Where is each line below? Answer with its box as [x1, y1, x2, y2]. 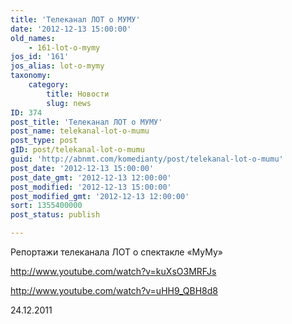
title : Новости [46, 89, 110, 99]
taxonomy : [10, 71, 52, 81]
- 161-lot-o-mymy [28, 42, 101, 53]
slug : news [46, 98, 92, 108]
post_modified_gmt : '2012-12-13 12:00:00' [10, 191, 190, 201]
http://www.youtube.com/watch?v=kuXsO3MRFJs [10, 266, 217, 277]
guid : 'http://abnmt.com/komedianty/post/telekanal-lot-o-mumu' [10, 154, 284, 164]
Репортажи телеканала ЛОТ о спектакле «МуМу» [10, 246, 223, 258]
